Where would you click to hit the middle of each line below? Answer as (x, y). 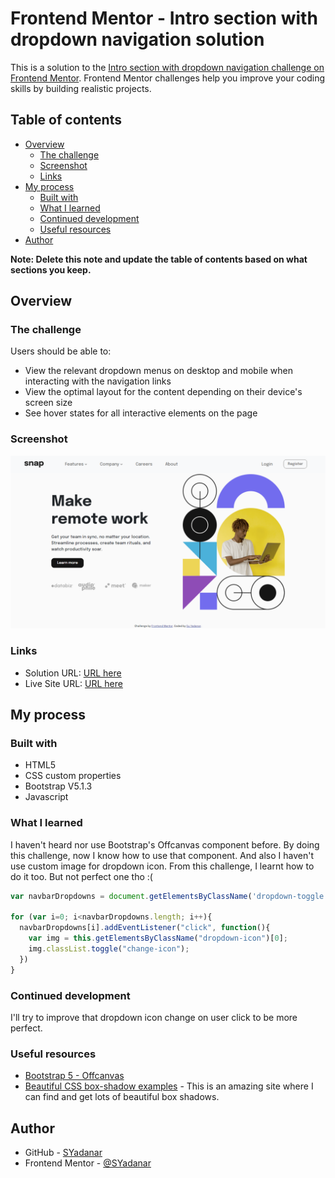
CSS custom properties (73, 776)
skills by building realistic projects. (81, 88)
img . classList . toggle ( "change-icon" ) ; (109, 949)
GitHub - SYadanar (63, 1153)
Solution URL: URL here (73, 673)
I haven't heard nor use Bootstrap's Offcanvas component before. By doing (165, 844)
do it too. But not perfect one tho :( (81, 876)
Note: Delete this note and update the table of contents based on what (159, 259)
